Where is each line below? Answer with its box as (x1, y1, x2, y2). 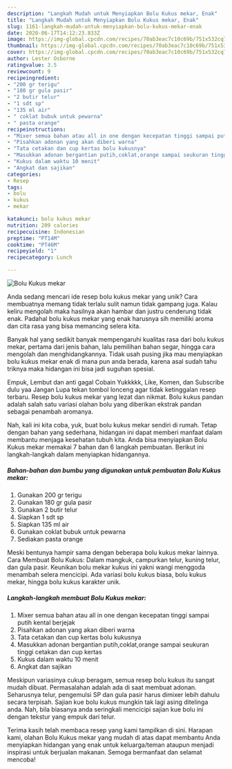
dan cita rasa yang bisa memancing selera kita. (7, 322, 142, 330)
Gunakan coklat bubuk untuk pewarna (17, 527, 126, 536)
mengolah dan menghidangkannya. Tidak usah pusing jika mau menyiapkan (7, 350, 223, 358)
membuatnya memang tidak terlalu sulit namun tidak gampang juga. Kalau (7, 300, 217, 308)
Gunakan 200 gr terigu (17, 490, 82, 499)
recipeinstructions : (7, 126, 67, 133)
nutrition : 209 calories (7, 222, 79, 229)
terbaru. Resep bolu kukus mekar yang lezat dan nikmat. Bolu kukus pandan (7, 393, 224, 401)
